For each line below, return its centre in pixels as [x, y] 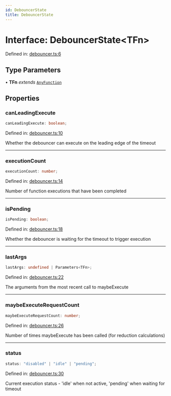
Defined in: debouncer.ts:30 [35, 373]
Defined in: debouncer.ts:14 [34, 181]
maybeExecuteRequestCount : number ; [43, 316]
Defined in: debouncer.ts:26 [35, 325]
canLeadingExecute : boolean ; [36, 123]
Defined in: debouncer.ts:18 [34, 229]
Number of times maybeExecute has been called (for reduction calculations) [85, 335]
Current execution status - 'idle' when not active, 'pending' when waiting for [85, 383]
